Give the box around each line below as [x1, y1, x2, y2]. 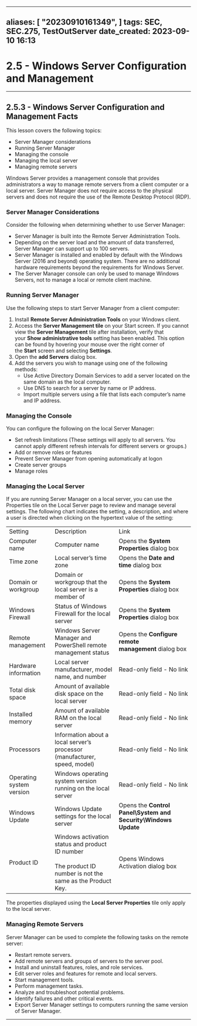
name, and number [55, 673, 107, 681]
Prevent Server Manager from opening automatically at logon [14, 455, 162, 462]
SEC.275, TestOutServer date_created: [6, 26, 151, 36]
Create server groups [14, 462, 67, 469]
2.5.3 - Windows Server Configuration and [6, 102, 165, 112]
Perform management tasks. [14, 982, 84, 990]
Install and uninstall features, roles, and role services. [14, 964, 144, 971]
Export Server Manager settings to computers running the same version [14, 1001, 189, 1008]
